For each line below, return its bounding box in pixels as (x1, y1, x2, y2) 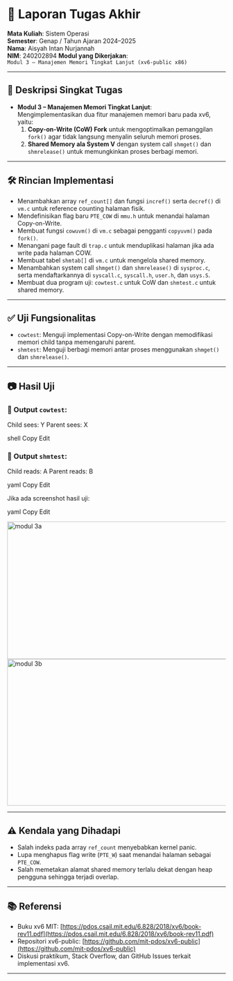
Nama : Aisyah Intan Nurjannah (7, 44, 95, 52)
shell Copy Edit (7, 434, 51, 443)
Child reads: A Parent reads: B (7, 467, 94, 476)
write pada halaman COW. (17, 249, 92, 257)
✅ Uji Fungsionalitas (7, 312, 96, 324)
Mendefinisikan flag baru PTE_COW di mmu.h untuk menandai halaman (17, 212, 210, 220)
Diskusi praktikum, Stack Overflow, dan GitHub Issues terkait (17, 952, 191, 960)
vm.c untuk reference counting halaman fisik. (17, 204, 146, 212)
